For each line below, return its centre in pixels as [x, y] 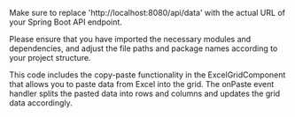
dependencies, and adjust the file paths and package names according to [144, 48]
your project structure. [50, 58]
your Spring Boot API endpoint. [66, 22]
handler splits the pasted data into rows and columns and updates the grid [145, 93]
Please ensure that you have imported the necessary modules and [130, 39]
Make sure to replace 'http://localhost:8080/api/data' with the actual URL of [147, 13]
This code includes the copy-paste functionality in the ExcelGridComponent [147, 75]
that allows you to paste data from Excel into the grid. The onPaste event [142, 84]
